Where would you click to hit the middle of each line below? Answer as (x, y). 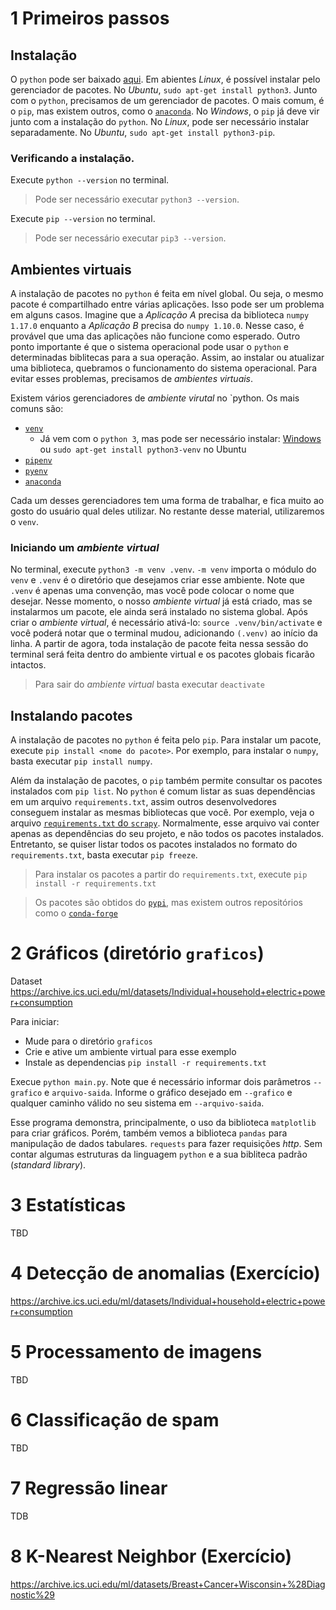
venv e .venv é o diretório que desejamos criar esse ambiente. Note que (157, 580)
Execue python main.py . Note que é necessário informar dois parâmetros (161, 1082)
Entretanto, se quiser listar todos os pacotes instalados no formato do (154, 844)
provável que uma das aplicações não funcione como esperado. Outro (155, 336)
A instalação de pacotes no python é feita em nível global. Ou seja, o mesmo (167, 294)
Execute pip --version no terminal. (83, 219)
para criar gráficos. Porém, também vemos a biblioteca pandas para (149, 1133)
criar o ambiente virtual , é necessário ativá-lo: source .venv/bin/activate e (166, 623)
